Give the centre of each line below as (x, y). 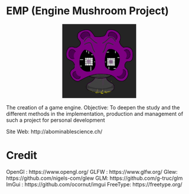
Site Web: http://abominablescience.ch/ (54, 131)
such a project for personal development (56, 120)
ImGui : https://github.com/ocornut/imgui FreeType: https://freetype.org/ (94, 184)
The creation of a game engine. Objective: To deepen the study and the (93, 107)
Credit (22, 156)
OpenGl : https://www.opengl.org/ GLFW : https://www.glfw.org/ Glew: (92, 172)
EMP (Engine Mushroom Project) (88, 11)
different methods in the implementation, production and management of (95, 114)
